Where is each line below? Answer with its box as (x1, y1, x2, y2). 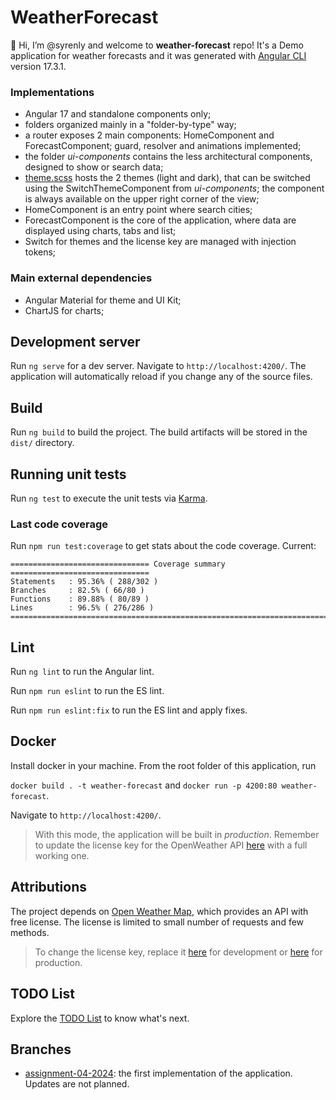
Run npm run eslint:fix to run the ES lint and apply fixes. (10, 704, 248, 716)
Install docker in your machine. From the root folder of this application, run (10, 759, 317, 771)
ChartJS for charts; (24, 304, 105, 316)
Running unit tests (10, 466, 127, 483)
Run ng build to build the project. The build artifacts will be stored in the (10, 426, 308, 438)
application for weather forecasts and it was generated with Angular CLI (10, 49, 307, 61)
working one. (34, 849, 90, 861)
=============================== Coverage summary (10, 559, 226, 570)
